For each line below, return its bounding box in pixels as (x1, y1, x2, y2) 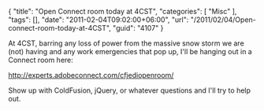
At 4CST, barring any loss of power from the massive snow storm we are (8, 38, 244, 48)
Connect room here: (8, 55, 73, 64)
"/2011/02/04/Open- (190, 15, 256, 24)
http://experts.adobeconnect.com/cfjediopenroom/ (8, 71, 174, 79)
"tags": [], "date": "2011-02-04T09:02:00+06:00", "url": (8, 15, 189, 24)
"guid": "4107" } (113, 24, 164, 32)
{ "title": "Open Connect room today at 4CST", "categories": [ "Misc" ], (8, 7, 237, 16)
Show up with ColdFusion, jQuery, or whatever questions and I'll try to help (8, 86, 251, 95)
